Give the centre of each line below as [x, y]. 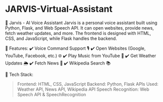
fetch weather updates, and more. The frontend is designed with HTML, [78, 33]
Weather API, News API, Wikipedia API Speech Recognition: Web [83, 89]
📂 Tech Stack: [19, 74]
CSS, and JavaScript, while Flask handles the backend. [61, 38]
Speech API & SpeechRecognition [52, 94]
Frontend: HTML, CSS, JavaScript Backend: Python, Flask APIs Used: [88, 84]
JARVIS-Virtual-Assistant [59, 9]
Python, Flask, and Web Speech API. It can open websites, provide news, [80, 28]
